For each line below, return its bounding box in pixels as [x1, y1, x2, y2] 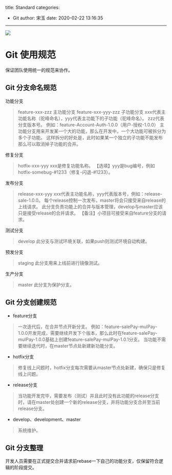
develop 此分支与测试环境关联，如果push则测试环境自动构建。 [17, 238, 150, 244]
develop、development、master [12, 416, 81, 422]
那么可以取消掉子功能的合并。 [17, 141, 81, 147]
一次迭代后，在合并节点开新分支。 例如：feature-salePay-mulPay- [17, 323, 158, 330]
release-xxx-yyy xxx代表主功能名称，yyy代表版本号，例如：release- [17, 190, 163, 197]
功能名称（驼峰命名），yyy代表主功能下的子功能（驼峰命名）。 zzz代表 [17, 115, 165, 121]
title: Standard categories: [5, 5, 60, 10]
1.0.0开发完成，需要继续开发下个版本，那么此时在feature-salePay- [17, 330, 158, 336]
